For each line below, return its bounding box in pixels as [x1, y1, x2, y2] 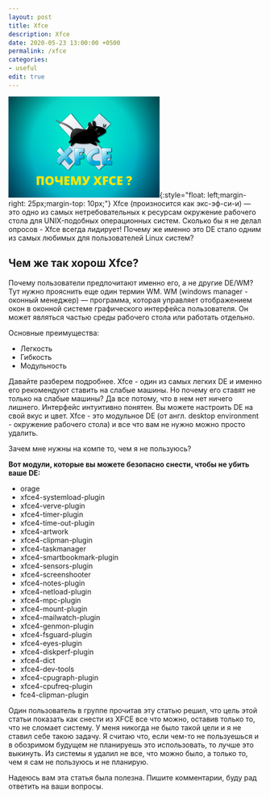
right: [8, 198, 27, 208]
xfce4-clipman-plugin [19, 535, 93, 545]
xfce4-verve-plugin [19, 501, 86, 510]
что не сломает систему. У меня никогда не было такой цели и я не [8, 722, 242, 732]
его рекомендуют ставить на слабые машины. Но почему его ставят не [8, 385, 256, 395]
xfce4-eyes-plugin [19, 638, 83, 648]
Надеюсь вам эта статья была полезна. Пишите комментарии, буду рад [8, 772, 257, 782]
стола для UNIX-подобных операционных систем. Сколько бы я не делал [8, 215, 262, 226]
